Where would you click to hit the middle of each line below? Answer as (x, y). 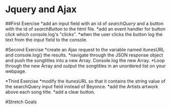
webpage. (16, 71)
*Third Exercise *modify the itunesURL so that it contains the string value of (85, 81)
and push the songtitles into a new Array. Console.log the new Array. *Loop (85, 60)
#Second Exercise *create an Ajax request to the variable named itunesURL (85, 49)
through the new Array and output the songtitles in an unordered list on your (86, 66)
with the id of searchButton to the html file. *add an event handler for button (85, 29)
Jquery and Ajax (41, 9)
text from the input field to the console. (46, 40)
